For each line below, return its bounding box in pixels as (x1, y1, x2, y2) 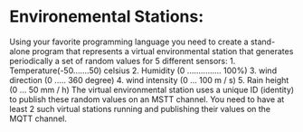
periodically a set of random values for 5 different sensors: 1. (9, 55, 236, 66)
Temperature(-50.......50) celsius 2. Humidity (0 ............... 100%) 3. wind (9, 65, 278, 76)
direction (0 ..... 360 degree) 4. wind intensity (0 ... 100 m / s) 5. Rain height (9, 74, 289, 85)
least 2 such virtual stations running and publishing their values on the (9, 103, 271, 114)
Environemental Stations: (9, 6, 204, 27)
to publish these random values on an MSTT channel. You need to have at (9, 93, 285, 105)
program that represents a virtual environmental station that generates (32, 45, 294, 56)
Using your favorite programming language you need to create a (9, 36, 249, 47)
